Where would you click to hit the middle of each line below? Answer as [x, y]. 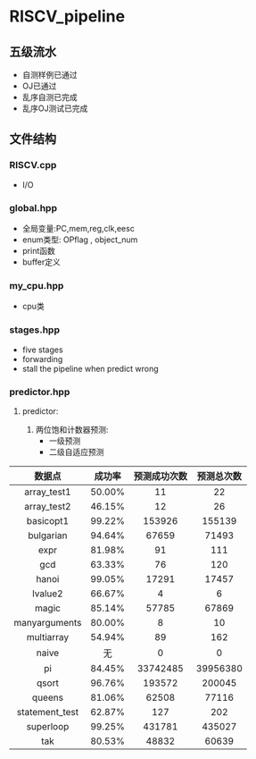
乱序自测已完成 [50, 97]
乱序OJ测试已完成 [55, 108]
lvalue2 [48, 594]
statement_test [48, 712]
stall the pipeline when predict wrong [90, 368]
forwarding [42, 358]
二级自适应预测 [76, 451]
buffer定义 [41, 262]
